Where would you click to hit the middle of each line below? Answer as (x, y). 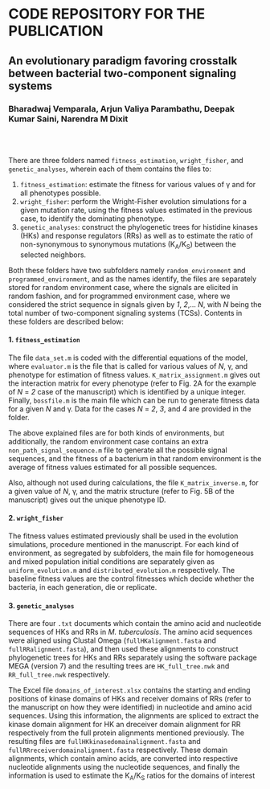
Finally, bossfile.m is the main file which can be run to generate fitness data (134, 400)
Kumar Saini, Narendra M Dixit (68, 119)
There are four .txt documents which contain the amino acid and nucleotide (135, 623)
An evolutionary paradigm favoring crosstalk (123, 61)
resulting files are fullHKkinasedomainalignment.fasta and (104, 742)
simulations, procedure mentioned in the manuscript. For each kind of (124, 545)
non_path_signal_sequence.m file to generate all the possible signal (118, 450)
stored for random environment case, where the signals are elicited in (123, 287)
